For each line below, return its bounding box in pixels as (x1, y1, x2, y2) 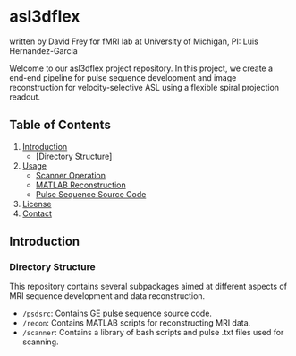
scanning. (21, 336, 60, 347)
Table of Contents (9, 117, 112, 133)
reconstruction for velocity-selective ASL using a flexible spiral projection (9, 82, 280, 92)
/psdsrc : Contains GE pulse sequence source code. (21, 308, 213, 319)
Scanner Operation (35, 169, 106, 180)
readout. (9, 91, 41, 102)
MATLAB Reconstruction (35, 179, 127, 190)
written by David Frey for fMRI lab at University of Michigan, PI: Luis (9, 36, 259, 47)
